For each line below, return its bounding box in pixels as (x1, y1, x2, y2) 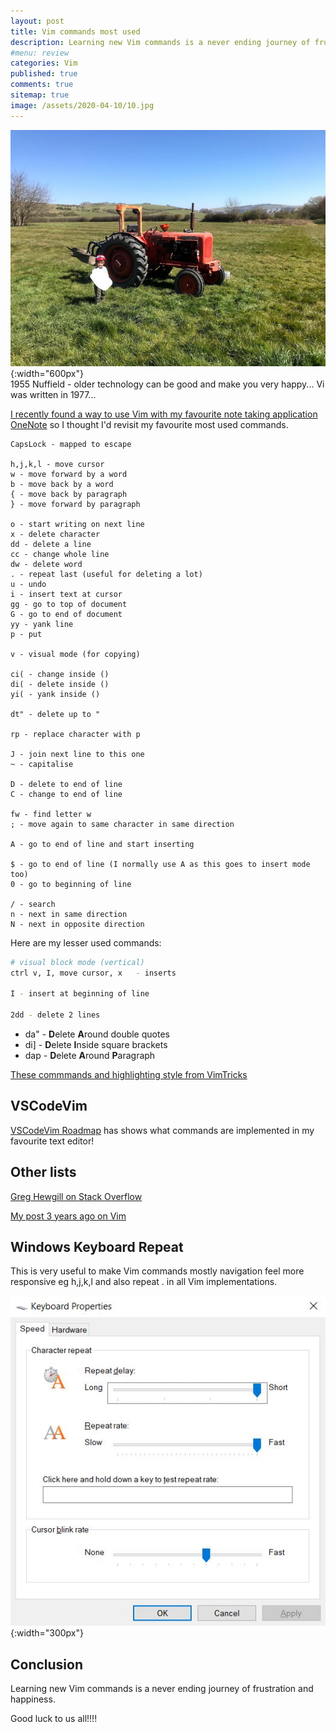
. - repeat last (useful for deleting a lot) (10, 569, 203, 579)
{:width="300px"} (10, 1627, 84, 1639)
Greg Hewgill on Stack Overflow (10, 1190, 143, 1202)
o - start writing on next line (10, 519, 145, 529)
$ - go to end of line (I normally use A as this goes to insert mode (10, 859, 311, 869)
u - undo (10, 579, 47, 589)
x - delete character (10, 529, 101, 539)
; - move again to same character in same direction (10, 819, 235, 829)
